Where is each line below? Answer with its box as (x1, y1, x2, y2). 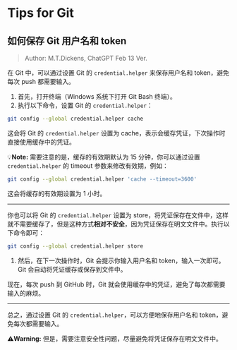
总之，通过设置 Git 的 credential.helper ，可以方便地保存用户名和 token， (7, 310, 222, 319)
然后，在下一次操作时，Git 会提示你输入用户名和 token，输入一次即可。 (17, 256, 225, 265)
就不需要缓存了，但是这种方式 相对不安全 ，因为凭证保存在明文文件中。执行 (7, 219, 224, 228)
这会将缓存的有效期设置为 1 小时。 (7, 189, 107, 198)
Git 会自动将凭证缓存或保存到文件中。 (17, 265, 127, 273)
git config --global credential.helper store (7, 242, 143, 250)
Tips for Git (7, 5, 74, 21)
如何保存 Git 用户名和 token (7, 35, 127, 47)
